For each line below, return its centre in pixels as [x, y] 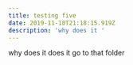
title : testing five [43, 15]
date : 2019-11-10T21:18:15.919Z [62, 23]
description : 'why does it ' [57, 30]
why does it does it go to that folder [66, 53]
